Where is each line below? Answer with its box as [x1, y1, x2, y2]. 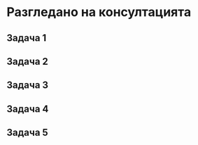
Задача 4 [6, 102, 49, 115]
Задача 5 [6, 127, 48, 139]
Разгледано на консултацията [6, 4, 192, 20]
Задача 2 [6, 55, 48, 67]
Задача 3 [6, 79, 49, 91]
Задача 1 [6, 32, 47, 44]
